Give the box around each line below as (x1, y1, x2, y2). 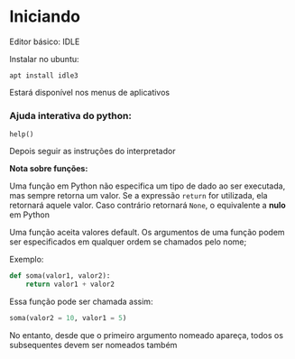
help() (9, 130, 34, 139)
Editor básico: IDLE (9, 36, 80, 47)
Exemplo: (9, 254, 44, 265)
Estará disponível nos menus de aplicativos (9, 87, 170, 97)
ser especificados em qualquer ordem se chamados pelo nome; (9, 236, 247, 247)
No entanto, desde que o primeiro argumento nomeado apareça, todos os (9, 329, 284, 340)
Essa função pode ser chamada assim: (9, 296, 153, 307)
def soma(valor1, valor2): (9, 272, 111, 281)
